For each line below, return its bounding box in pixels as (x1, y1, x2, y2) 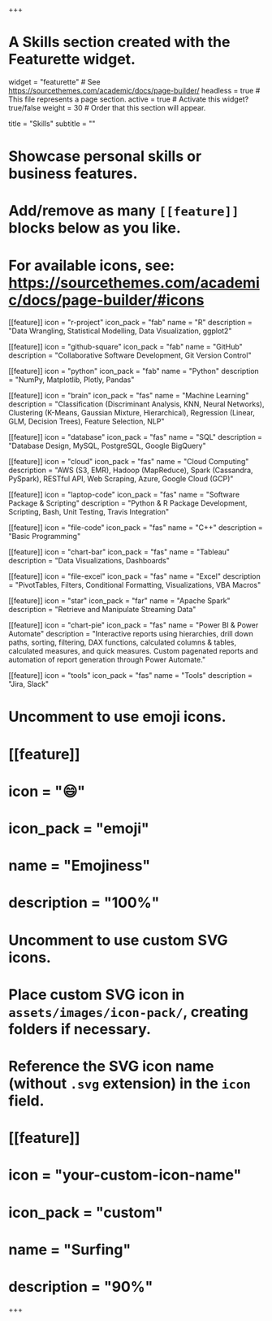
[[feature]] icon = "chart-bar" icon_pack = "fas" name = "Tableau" (8, 547, 230, 557)
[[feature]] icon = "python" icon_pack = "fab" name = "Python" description (8, 367, 260, 376)
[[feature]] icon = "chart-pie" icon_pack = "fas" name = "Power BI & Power (8, 620, 259, 630)
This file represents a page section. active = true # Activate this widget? (8, 94, 249, 104)
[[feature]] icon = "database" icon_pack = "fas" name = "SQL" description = (8, 432, 262, 442)
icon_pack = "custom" (8, 1203, 164, 1222)
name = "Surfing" (8, 1241, 132, 1258)
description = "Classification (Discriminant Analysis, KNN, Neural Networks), (8, 399, 265, 409)
